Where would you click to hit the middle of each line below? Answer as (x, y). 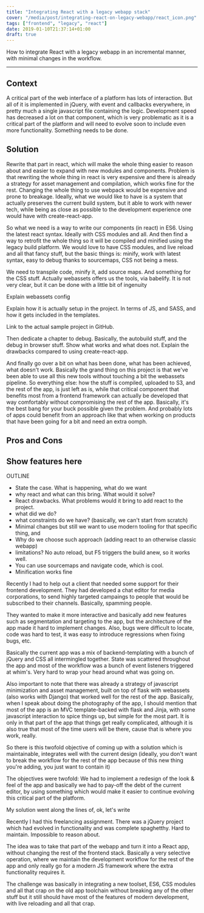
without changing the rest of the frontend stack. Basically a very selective (98, 853)
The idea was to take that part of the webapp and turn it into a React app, (98, 846)
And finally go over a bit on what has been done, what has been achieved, (99, 363)
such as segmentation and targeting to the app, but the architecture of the (99, 621)
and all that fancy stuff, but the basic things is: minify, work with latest (93, 253)
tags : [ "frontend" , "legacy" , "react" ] (57, 23)
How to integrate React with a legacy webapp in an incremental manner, (96, 52)
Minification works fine (44, 572)
